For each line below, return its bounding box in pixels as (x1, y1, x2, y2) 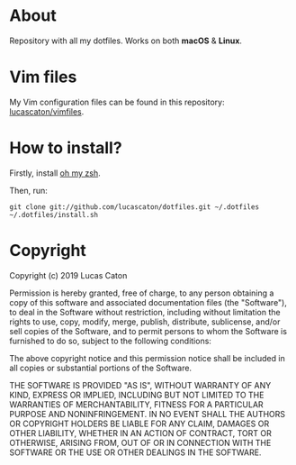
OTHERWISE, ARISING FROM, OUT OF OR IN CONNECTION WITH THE (9, 437, 272, 448)
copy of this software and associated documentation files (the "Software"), (9, 296, 288, 307)
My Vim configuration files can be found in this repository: (9, 96, 225, 107)
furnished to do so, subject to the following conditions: (9, 335, 211, 346)
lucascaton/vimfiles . (9, 105, 85, 117)
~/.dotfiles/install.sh (9, 210, 99, 219)
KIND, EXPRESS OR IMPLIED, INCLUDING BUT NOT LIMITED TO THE (9, 389, 265, 400)
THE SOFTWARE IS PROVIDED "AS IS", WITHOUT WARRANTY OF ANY (9, 379, 272, 390)
